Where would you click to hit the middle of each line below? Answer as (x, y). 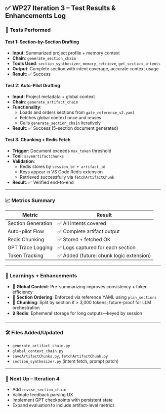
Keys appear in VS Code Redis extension (61, 172)
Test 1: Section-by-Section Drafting (42, 42)
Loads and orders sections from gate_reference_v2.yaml (77, 112)
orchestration (26, 308)
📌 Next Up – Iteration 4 (33, 378)
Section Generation (30, 223)
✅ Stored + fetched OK (84, 240)
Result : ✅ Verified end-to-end (43, 182)
